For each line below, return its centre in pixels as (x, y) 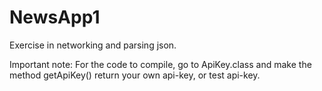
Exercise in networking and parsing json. (93, 45)
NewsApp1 (55, 17)
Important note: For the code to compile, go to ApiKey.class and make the (160, 64)
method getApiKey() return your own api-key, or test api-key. (135, 75)
